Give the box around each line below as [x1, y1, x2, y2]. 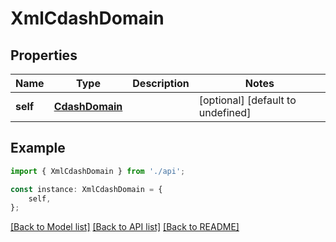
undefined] [198, 106, 252, 119]
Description [132, 77, 190, 90]
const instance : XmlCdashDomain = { [10, 184, 163, 194]
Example [10, 140, 66, 157]
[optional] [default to [198, 93, 297, 107]
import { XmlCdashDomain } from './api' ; [10, 166, 186, 176]
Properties [10, 47, 78, 64]
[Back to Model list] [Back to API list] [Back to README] [10, 221, 240, 233]
